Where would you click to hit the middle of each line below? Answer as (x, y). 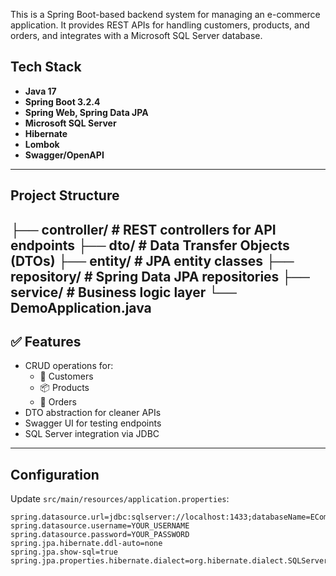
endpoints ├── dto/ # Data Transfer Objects (150, 245)
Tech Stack (46, 67)
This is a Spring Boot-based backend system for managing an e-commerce (165, 14)
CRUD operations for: (69, 366)
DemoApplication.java (81, 307)
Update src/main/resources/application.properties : (120, 499)
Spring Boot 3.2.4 (62, 101)
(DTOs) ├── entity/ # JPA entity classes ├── (152, 260)
